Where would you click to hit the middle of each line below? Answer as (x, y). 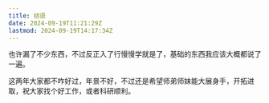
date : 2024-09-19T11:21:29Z (55, 23)
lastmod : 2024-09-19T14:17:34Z (61, 30)
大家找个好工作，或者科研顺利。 (82, 91)
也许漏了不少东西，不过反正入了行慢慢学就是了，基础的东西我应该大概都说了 (135, 54)
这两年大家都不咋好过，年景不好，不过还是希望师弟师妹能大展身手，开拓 (128, 81)
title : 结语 (27, 16)
